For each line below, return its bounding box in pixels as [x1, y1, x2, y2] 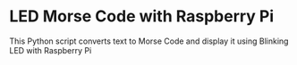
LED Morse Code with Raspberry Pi [9, 6, 275, 27]
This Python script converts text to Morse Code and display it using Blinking [9, 36, 289, 46]
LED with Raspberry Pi [9, 45, 92, 55]
